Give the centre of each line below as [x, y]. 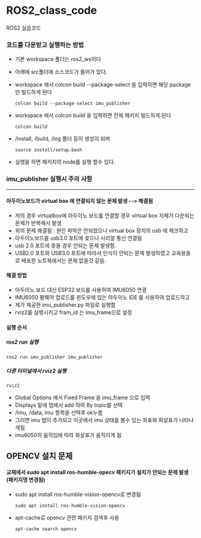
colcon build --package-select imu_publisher [72, 104]
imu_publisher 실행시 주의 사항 [49, 179]
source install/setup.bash [48, 150]
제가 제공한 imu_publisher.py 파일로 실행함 [65, 304]
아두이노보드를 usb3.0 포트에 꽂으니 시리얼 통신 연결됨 [78, 238]
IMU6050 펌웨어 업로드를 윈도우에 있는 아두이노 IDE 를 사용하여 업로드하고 [102, 297]
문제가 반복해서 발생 [38, 223]
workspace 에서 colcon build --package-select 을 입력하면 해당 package [103, 85]
